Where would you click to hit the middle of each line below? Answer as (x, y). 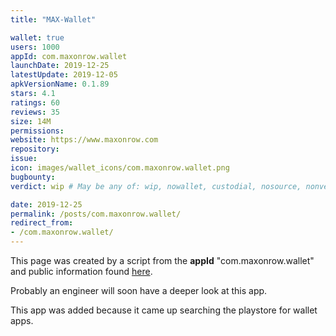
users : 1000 (35, 47)
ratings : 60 (35, 102)
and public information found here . (81, 271)
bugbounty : (33, 177)
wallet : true (37, 37)
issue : (24, 159)
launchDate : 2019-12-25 (60, 66)
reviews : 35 (35, 112)
